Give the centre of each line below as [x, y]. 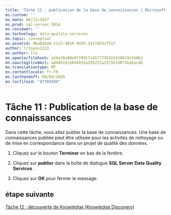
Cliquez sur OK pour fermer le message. [55, 178]
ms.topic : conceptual [28, 39]
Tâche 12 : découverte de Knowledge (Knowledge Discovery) [70, 207]
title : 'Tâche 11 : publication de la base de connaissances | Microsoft [86, 10]
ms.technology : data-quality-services [47, 34]
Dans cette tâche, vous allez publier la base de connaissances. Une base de [86, 132]
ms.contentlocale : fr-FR [32, 72]
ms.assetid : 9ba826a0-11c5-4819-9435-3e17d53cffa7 [60, 44]
